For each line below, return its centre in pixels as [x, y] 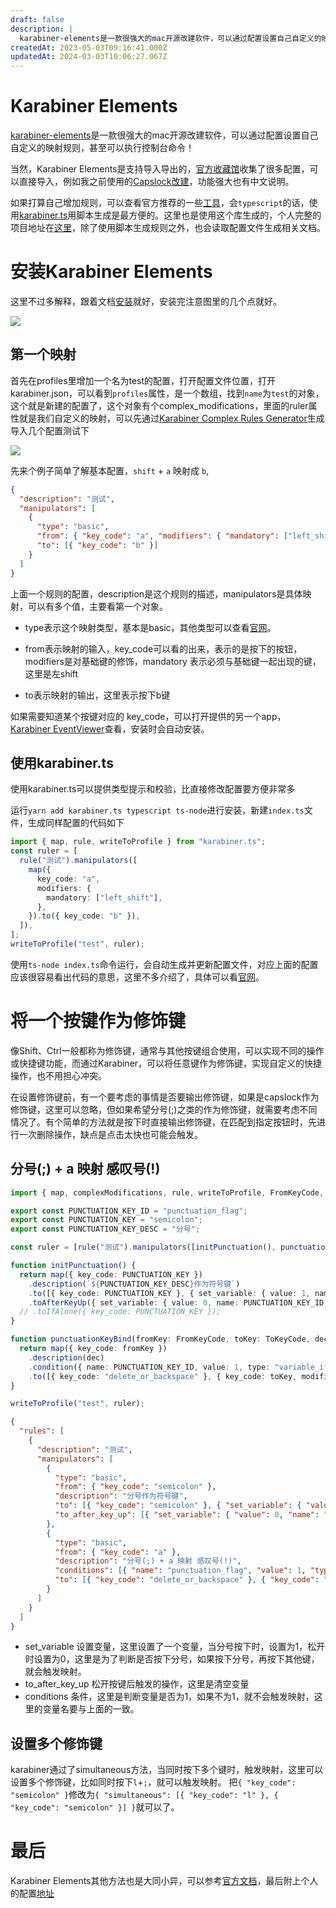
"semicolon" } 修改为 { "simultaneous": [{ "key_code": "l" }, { [144, 1795]
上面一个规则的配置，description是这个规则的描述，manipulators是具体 [156, 593]
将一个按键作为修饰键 [98, 1021]
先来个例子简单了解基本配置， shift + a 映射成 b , [110, 470]
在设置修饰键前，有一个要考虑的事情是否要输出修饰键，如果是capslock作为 [165, 1097]
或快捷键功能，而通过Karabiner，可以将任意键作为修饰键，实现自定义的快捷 [166, 1063]
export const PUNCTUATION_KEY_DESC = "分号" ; [105, 1229]
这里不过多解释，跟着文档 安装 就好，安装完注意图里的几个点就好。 [146, 301]
